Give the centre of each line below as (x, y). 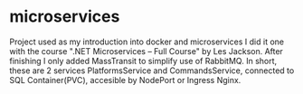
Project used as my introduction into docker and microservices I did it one (147, 42)
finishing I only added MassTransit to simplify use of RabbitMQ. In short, (143, 61)
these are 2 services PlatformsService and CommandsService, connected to (152, 70)
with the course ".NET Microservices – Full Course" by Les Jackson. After (146, 51)
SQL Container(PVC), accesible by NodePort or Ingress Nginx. (125, 80)
